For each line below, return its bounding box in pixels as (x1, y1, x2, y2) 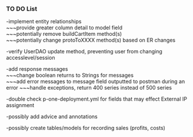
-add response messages (6, 66, 68, 73)
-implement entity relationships (6, 18, 82, 25)
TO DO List (6, 5, 38, 13)
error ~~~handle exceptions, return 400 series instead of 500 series (6, 84, 172, 91)
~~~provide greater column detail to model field (6, 24, 122, 31)
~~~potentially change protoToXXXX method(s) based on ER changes (6, 37, 175, 44)
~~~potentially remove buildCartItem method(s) (6, 30, 122, 37)
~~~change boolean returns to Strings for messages (6, 72, 134, 79)
